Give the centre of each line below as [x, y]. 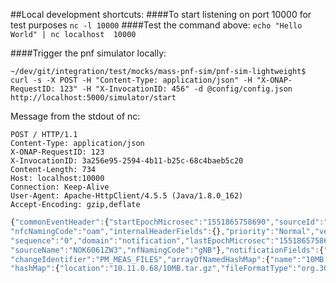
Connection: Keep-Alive [60, 187]
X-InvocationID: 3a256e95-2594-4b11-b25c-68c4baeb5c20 [127, 161]
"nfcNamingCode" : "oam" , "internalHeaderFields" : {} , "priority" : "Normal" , [162, 231]
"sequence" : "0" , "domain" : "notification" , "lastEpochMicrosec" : [142, 240]
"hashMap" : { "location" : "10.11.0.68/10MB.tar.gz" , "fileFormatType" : [154, 269]
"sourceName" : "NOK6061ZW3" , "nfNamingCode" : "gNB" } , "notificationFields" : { [167, 250]
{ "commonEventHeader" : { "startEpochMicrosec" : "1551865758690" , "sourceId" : [167, 222]
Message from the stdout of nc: [75, 116]
